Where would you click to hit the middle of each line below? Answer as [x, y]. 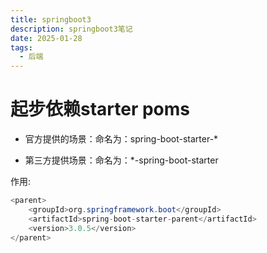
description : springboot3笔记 [71, 29]
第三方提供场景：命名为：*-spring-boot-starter [121, 160]
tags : [21, 47]
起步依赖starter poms [100, 109]
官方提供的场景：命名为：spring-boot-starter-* [121, 139]
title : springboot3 [51, 19]
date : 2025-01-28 [46, 38]
